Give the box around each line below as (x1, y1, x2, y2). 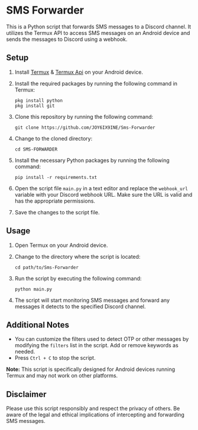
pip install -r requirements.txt (14, 174, 98, 180)
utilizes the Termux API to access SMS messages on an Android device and (6, 29, 190, 36)
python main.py (14, 286, 53, 292)
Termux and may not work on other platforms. (6, 372, 118, 379)
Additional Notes (6, 320, 70, 330)
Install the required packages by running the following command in (14, 80, 178, 87)
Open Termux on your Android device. (14, 242, 108, 249)
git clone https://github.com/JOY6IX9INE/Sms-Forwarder (14, 125, 155, 131)
